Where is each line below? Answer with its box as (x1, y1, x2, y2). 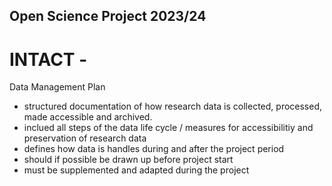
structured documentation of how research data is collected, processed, (23, 100, 323, 113)
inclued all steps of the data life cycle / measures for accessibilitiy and (23, 122, 314, 134)
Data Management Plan (9, 81, 106, 93)
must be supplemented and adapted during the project (23, 164, 250, 176)
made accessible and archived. (23, 111, 153, 123)
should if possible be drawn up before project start (23, 154, 234, 166)
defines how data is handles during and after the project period (23, 143, 285, 155)
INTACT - (9, 48, 88, 71)
